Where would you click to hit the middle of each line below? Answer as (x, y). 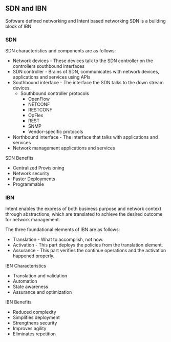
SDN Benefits (19, 158)
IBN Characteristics (26, 266)
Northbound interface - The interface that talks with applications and (85, 137)
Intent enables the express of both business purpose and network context (83, 209)
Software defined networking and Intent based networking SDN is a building (86, 21)
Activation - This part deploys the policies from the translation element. (88, 245)
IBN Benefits (18, 302)
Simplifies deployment (36, 317)
